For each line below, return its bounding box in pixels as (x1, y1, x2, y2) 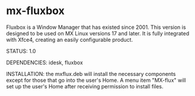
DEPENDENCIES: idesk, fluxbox (6, 59, 83, 66)
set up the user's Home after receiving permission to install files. (6, 82, 164, 90)
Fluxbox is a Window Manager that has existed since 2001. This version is (6, 24, 186, 31)
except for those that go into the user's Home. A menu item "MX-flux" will (6, 77, 186, 84)
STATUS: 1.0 (6, 47, 36, 54)
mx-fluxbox (6, 4, 65, 18)
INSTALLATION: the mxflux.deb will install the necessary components (6, 70, 176, 77)
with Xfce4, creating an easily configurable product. (6, 36, 133, 43)
